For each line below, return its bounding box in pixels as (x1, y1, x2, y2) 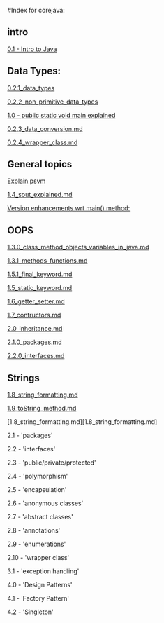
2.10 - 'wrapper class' (7, 554, 70, 562)
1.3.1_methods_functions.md (7, 256, 88, 265)
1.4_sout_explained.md (7, 191, 73, 199)
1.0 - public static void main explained (7, 111, 116, 119)
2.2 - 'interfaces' (7, 445, 56, 453)
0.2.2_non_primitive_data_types (7, 97, 98, 106)
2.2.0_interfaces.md (7, 352, 65, 360)
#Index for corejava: (7, 6, 65, 14)
